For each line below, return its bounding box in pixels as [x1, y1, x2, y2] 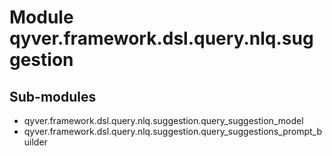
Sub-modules [9, 88, 97, 105]
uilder [23, 136, 48, 148]
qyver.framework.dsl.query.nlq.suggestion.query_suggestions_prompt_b [23, 126, 322, 137]
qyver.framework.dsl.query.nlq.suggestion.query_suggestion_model [23, 115, 304, 126]
